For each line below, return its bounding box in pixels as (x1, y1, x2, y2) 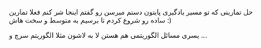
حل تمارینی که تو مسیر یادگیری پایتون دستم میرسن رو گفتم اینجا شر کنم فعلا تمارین (9, 8, 253, 16)
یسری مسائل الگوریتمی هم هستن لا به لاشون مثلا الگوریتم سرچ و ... (9, 31, 207, 39)
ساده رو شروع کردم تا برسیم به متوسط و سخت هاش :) (9, 15, 172, 25)
